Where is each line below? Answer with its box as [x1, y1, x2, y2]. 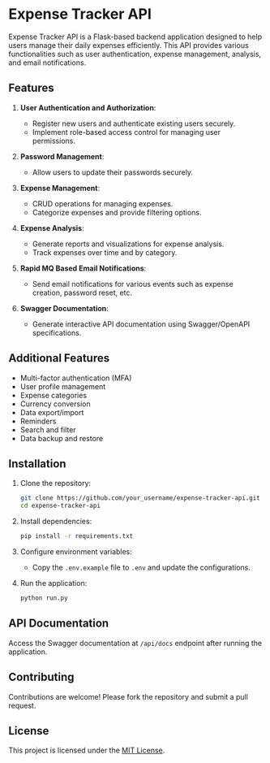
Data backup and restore [19, 433, 104, 443]
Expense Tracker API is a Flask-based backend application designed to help [8, 32, 262, 41]
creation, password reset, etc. [32, 288, 132, 297]
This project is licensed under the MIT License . [8, 745, 165, 756]
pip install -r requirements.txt [19, 532, 134, 540]
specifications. [32, 327, 82, 337]
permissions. [32, 136, 75, 145]
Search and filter [19, 424, 76, 435]
